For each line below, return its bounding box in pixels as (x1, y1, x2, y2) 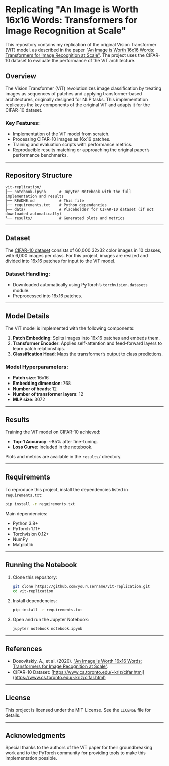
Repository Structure (5, 171, 73, 180)
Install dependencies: (12, 598, 57, 604)
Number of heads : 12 (12, 386, 57, 392)
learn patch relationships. (12, 345, 65, 351)
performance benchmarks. (12, 152, 68, 158)
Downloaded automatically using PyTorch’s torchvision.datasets (12, 281, 148, 288)
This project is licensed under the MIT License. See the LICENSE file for (5, 707, 151, 713)
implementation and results (5, 194, 64, 199)
